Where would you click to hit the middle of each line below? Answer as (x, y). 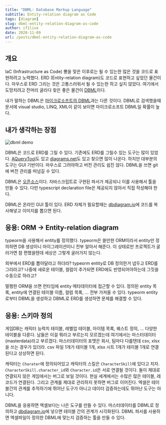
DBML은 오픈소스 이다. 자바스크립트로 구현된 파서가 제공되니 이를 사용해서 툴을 (81, 182)
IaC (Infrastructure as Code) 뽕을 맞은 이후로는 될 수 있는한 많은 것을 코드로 (79, 71)
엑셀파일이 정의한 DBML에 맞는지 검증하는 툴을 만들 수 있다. (68, 418)
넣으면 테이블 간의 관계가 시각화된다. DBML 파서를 (99, 412)
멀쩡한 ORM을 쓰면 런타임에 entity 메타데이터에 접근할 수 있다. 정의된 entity (79, 286)
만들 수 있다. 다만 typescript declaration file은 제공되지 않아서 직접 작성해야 (79, 188)
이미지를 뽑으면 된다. (42, 210)
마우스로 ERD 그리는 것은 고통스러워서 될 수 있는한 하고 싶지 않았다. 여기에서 (85, 84)
